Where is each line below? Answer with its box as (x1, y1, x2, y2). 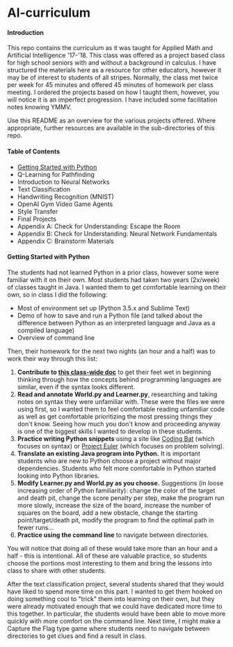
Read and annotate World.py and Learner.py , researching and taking (17, 390, 218, 398)
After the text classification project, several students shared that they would (7, 579, 224, 588)
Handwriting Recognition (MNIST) (17, 192, 115, 201)
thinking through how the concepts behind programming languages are (17, 375, 222, 384)
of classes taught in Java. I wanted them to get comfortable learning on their (7, 283, 227, 291)
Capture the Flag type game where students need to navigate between (7, 624, 210, 632)
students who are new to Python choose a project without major (17, 456, 202, 465)
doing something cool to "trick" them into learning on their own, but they (7, 594, 215, 603)
